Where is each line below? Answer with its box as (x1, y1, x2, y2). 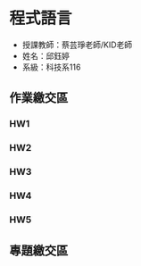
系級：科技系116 (21, 62, 81, 72)
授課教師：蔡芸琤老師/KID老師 (21, 39, 133, 50)
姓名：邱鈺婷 (21, 50, 70, 61)
